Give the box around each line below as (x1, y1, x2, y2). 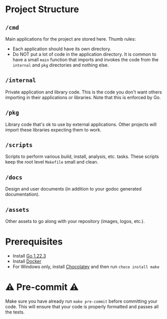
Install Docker (12, 258, 41, 264)
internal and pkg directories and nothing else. (12, 62, 109, 68)
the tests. (5, 309, 25, 315)
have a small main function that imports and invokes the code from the (12, 57, 159, 62)
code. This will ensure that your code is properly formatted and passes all (5, 303, 159, 309)
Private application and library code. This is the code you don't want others (5, 89, 162, 95)
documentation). (5, 192, 40, 198)
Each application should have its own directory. (12, 46, 111, 52)
